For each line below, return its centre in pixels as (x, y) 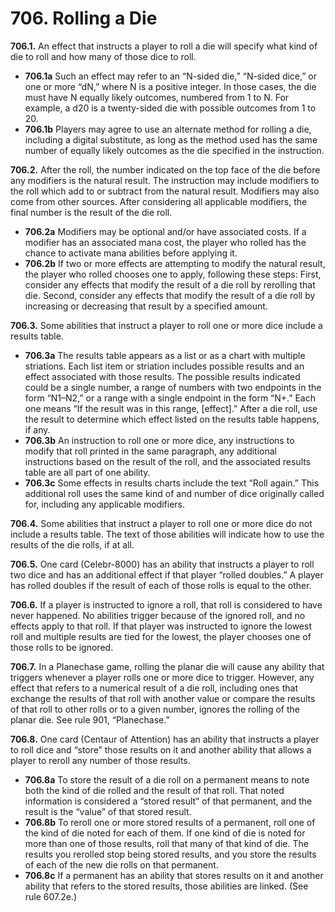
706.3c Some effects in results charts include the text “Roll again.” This (172, 483)
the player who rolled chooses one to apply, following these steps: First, (173, 274)
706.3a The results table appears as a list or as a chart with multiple (165, 355)
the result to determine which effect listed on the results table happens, (172, 419)
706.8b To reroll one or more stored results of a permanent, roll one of (170, 822)
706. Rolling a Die (84, 18)
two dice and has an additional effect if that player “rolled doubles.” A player (167, 574)
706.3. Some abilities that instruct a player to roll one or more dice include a (166, 325)
